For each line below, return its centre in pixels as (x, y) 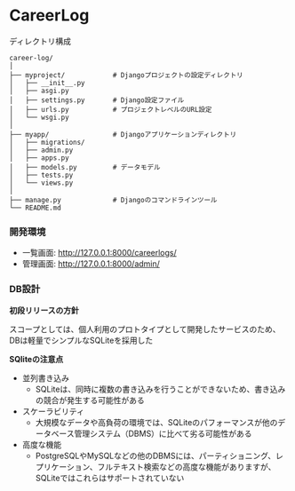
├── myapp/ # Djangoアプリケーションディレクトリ (123, 134)
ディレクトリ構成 (40, 41)
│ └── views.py (41, 183)
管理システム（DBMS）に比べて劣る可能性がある (163, 433)
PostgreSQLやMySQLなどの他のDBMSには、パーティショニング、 (155, 455)
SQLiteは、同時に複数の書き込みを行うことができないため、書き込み (160, 389)
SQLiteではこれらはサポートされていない (110, 478)
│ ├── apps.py (39, 158)
